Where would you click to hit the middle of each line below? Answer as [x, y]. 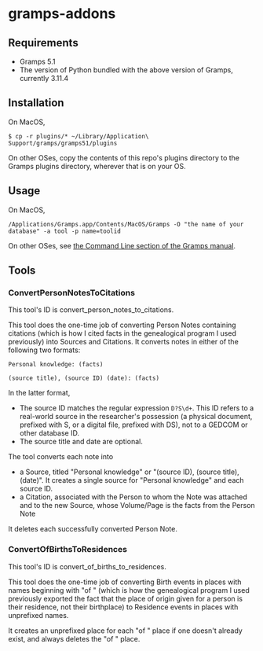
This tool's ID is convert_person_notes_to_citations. [91, 310]
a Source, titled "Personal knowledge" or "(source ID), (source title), [129, 472]
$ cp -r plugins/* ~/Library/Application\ [79, 136]
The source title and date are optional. [81, 442]
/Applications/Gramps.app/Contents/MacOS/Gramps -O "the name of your [126, 224]
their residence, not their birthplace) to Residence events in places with [123, 607]
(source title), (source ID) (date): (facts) [84, 378]
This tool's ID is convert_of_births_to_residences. [87, 566]
